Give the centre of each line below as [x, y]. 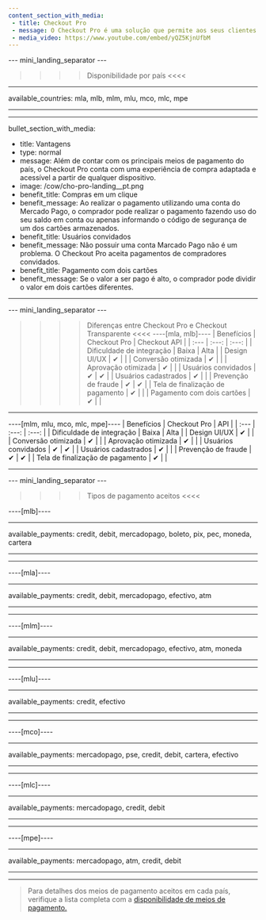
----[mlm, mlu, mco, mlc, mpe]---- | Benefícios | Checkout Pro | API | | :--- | [132, 424]
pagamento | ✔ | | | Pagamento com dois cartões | [169, 393]
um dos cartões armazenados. [70, 228]
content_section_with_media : [56, 15]
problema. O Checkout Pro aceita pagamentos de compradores [123, 254]
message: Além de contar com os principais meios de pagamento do [132, 161]
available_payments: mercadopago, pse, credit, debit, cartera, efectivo [123, 755]
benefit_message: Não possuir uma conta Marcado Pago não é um [128, 245]
